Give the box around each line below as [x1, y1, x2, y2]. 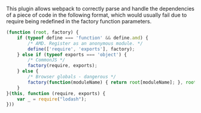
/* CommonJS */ [28, 57, 66, 63]
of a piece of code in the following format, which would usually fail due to [6, 11, 187, 19]
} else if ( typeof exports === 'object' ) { [17, 51, 127, 57]
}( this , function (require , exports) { [6, 90, 106, 96]
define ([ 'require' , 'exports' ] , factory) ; [28, 46, 135, 52]
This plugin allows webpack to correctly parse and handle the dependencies [6, 5, 194, 12]
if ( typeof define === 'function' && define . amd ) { [17, 35, 148, 41]
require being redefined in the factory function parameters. [6, 18, 152, 25]
